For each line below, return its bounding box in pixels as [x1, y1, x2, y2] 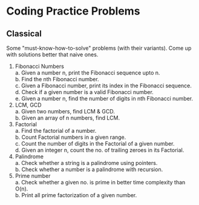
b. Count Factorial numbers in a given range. [15, 133, 126, 141]
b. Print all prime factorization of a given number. [15, 192, 137, 198]
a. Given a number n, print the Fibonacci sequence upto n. [15, 69, 160, 76]
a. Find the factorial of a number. [15, 127, 97, 134]
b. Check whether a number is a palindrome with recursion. [15, 166, 163, 173]
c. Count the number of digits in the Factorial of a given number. [15, 140, 175, 147]
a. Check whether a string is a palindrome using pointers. [15, 160, 158, 166]
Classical [6, 29, 42, 39]
